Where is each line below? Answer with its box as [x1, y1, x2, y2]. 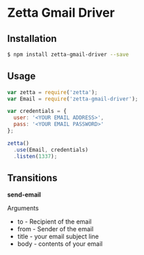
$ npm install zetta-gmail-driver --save [7, 51, 129, 58]
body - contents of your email [17, 240, 103, 248]
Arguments [7, 204, 40, 212]
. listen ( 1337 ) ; [13, 153, 58, 160]
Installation [7, 33, 57, 45]
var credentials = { [7, 108, 67, 115]
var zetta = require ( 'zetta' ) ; [7, 88, 98, 95]
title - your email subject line [17, 232, 99, 241]
